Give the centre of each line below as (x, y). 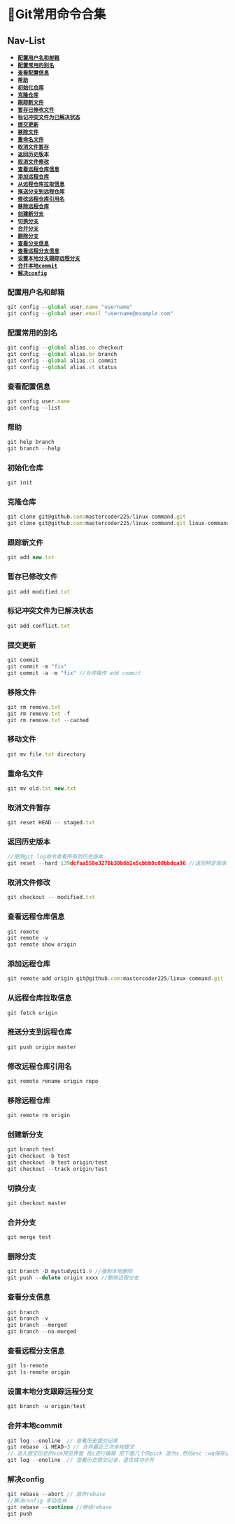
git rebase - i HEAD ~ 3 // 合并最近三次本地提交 (71, 1447)
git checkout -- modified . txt (51, 898)
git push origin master (42, 1047)
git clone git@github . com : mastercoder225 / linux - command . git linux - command (119, 524)
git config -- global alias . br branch (62, 354)
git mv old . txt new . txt (42, 788)
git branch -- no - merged (42, 1332)
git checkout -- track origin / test (58, 1169)
